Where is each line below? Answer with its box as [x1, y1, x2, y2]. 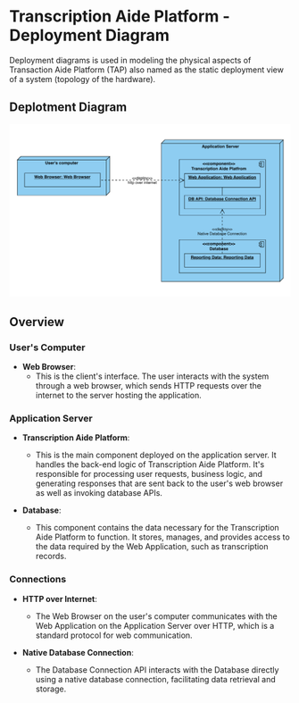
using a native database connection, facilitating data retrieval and [35, 674, 277, 684]
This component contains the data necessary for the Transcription [35, 523, 279, 533]
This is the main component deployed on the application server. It [35, 449, 277, 461]
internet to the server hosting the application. [35, 390, 203, 401]
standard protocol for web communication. [35, 630, 194, 640]
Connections [9, 573, 67, 586]
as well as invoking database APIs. [35, 488, 163, 498]
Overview [9, 314, 65, 330]
